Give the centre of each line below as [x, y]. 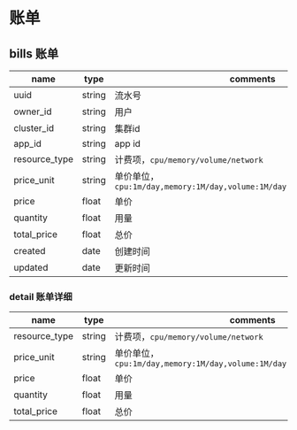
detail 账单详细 [41, 296]
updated [31, 268]
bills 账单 [34, 54]
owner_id [33, 111]
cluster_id [34, 128]
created [30, 251]
